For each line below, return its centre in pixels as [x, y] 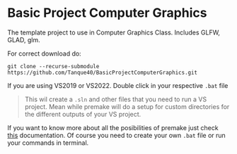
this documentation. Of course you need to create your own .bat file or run [117, 135]
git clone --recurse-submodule [53, 66]
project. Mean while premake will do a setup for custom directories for [127, 106]
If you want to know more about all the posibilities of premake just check [113, 127]
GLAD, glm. [24, 39]
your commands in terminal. [48, 143]
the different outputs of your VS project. [83, 114]
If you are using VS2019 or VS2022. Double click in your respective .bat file [118, 85]
